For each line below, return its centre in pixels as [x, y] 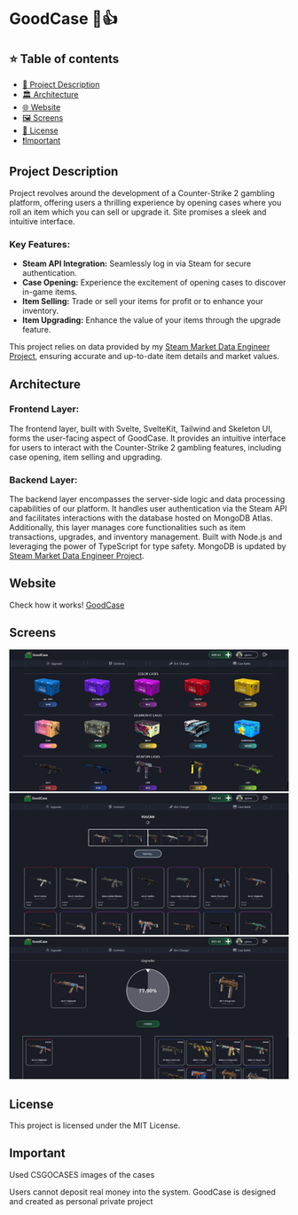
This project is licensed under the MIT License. [95, 1125]
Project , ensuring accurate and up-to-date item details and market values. [144, 357]
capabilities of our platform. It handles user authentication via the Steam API [148, 509]
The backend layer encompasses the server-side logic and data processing [147, 499]
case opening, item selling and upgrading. [86, 457]
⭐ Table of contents [64, 59]
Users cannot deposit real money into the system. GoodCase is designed [143, 1192]
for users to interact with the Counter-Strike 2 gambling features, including [145, 447]
